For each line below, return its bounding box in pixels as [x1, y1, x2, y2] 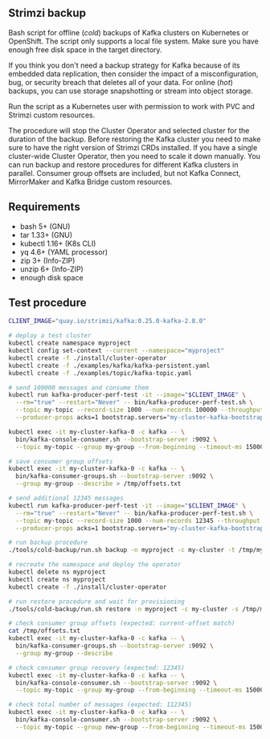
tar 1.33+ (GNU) [19, 230, 72, 239]
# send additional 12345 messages [8, 494, 125, 503]
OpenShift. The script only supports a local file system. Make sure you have [8, 36, 259, 46]
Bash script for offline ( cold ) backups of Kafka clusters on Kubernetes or [8, 27, 249, 37]
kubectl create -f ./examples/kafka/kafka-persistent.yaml [8, 361, 211, 369]
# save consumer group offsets [8, 457, 113, 465]
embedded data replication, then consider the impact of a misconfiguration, [8, 68, 259, 79]
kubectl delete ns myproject [8, 568, 106, 577]
